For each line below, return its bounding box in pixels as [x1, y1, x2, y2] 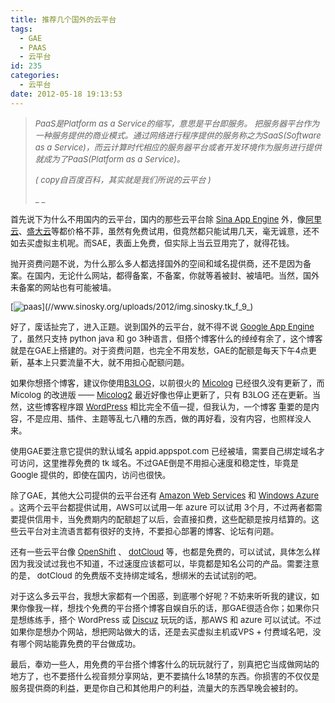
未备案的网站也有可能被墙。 [10, 281, 117, 293]
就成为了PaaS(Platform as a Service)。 [34, 153, 185, 165]
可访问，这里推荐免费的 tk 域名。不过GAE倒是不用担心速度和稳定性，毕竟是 [10, 457, 299, 468]
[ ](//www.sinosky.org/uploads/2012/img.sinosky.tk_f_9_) [10, 301, 254, 312]
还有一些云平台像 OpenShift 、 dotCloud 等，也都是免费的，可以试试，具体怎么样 [10, 546, 321, 557]
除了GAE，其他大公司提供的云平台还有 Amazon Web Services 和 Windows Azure [10, 489, 320, 501]
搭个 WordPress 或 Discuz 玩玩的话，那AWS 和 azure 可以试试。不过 [59, 614, 322, 625]
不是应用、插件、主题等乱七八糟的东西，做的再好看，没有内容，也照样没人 [26, 412, 312, 424]
